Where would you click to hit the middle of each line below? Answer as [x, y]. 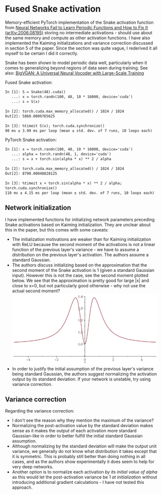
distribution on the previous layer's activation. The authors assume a [80, 255]
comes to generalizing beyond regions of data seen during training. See [76, 68]
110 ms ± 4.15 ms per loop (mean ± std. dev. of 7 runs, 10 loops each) [80, 193]
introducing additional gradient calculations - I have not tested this [78, 482]
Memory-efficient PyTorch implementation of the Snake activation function [79, 22]
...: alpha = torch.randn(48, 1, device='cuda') [61, 154]
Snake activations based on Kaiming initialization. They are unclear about [78, 225]
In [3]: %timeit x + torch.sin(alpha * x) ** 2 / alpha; [64, 183]
